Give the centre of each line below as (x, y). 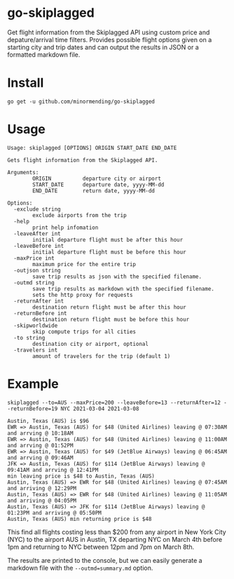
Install (26, 83)
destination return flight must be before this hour (111, 319)
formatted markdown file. (44, 55)
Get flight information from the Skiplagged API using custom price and (109, 32)
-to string (29, 337)
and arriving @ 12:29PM (42, 488)
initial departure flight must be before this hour (110, 252)
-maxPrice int (34, 258)
